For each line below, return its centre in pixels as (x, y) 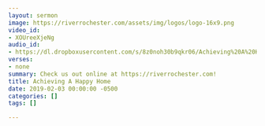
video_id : (24, 30)
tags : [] (22, 103)
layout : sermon (33, 15)
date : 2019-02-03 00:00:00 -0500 (63, 89)
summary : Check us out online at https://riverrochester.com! (112, 74)
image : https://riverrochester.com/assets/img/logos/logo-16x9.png (121, 23)
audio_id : (24, 45)
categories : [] (33, 96)
